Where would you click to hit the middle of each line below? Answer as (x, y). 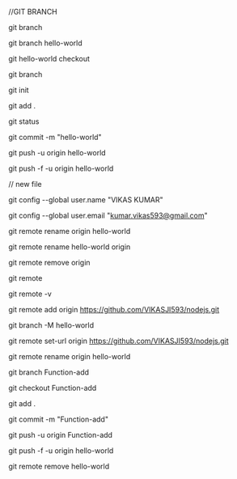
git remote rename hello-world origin (70, 247)
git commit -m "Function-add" (59, 419)
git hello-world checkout (49, 59)
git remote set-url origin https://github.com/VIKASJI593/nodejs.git (118, 341)
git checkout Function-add (53, 388)
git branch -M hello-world (51, 325)
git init (19, 90)
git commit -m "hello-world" (55, 137)
